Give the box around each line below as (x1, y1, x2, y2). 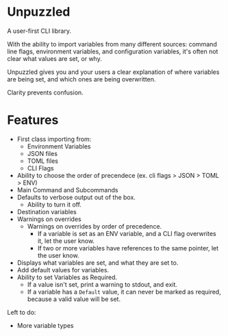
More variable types (16, 321, 74, 329)
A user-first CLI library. (7, 27, 72, 35)
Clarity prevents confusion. (7, 88, 84, 96)
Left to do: (7, 308, 36, 316)
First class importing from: (16, 135, 92, 143)
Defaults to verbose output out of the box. (16, 193, 136, 201)
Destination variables (16, 207, 77, 216)
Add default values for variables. (16, 266, 110, 274)
